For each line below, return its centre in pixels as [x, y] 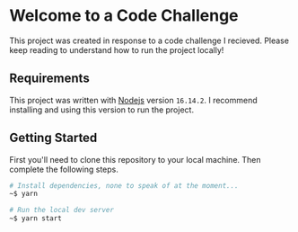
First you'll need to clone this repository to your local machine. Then [136, 159]
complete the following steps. [64, 169]
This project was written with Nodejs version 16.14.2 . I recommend [133, 100]
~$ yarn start [36, 219]
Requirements [49, 79]
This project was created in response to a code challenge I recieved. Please [149, 40]
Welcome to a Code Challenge [124, 16]
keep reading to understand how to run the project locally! [117, 49]
